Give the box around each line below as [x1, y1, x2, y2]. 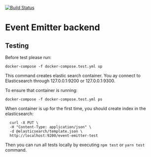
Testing [5, 41, 29, 50]
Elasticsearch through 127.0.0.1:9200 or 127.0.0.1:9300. [5, 78, 115, 84]
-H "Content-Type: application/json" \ [9, 125, 92, 129]
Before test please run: [5, 55, 52, 60]
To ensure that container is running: [5, 88, 78, 93]
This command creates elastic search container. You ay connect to [5, 73, 141, 78]
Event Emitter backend [5, 22, 100, 33]
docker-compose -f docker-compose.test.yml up [5, 64, 103, 69]
